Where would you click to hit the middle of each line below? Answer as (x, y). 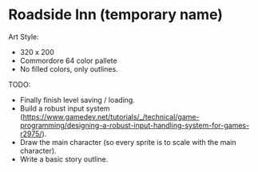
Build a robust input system (65, 108)
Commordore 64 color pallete (68, 61)
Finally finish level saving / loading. (77, 100)
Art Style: (24, 37)
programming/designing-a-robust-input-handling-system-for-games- (135, 125)
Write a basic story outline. (64, 159)
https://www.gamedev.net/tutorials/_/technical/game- (111, 116)
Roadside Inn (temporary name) (116, 15)
